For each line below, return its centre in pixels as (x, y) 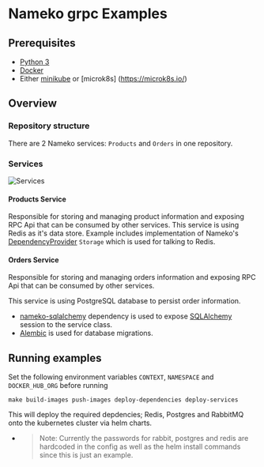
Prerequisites (42, 43)
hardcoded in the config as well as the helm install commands (140, 446)
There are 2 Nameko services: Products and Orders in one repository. (121, 143)
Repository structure (49, 126)
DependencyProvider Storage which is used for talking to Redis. (112, 242)
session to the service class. (66, 325)
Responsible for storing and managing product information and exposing (126, 217)
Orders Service (34, 260)
